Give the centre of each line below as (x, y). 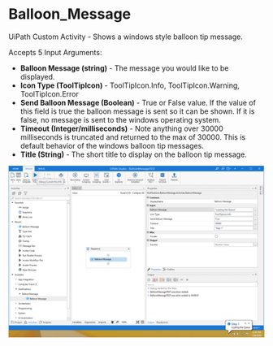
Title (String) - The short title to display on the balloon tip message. (134, 154)
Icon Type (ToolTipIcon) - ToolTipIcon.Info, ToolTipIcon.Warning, (130, 85)
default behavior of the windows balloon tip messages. (112, 145)
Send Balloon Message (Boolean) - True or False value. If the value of (138, 102)
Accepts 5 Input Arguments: (55, 52)
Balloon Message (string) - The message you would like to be (124, 68)
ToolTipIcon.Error (49, 93)
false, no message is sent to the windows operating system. (120, 119)
